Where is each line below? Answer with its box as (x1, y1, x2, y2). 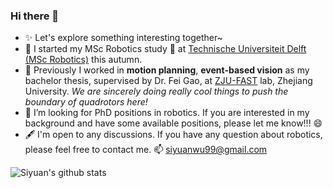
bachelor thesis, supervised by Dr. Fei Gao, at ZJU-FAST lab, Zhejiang (24, 75, 313, 87)
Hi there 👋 (10, 9, 60, 23)
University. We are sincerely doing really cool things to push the (24, 85, 289, 98)
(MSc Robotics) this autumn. (24, 54, 143, 66)
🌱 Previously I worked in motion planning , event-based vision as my (24, 64, 310, 76)
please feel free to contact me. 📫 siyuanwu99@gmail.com (24, 144, 268, 156)
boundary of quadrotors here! (24, 96, 148, 108)
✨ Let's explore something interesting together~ (24, 32, 223, 44)
